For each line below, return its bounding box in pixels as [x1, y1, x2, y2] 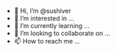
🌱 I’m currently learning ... [13, 22, 90, 30]
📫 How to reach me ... [13, 37, 80, 45]
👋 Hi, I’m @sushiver [13, 7, 72, 15]
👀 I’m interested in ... [13, 14, 74, 22]
